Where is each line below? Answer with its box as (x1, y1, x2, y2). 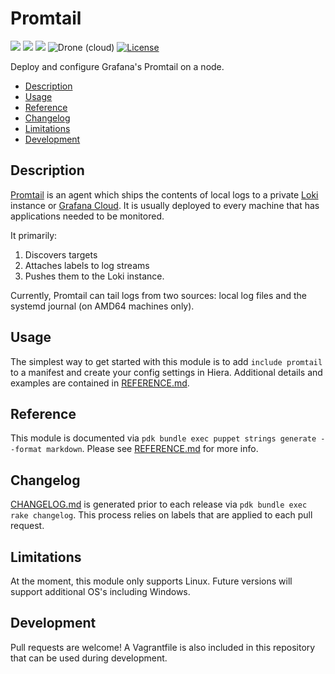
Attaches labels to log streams (24, 259, 150, 271)
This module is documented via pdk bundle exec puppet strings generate (10, 432, 317, 444)
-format (10, 445, 43, 455)
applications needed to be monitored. (10, 210, 165, 222)
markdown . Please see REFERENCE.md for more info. (46, 443, 259, 455)
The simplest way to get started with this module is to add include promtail (10, 355, 323, 367)
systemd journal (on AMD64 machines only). (10, 300, 195, 312)
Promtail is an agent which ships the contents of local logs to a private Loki (10, 188, 319, 201)
